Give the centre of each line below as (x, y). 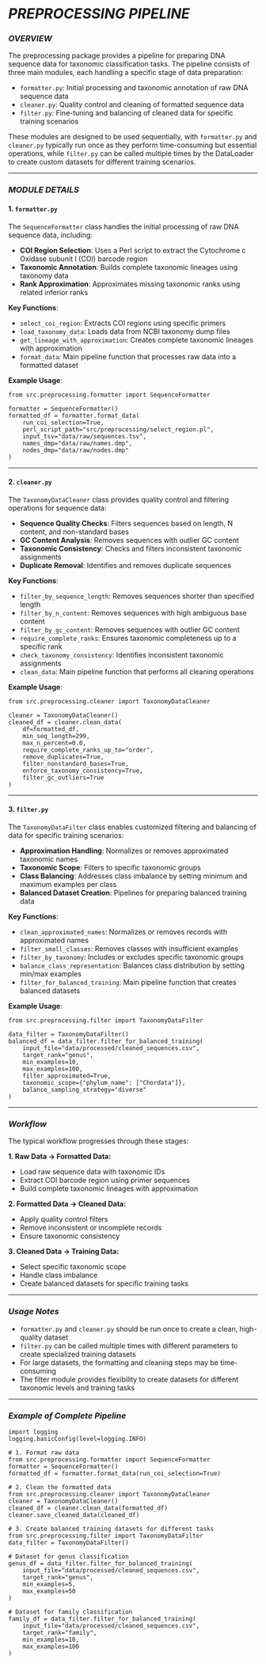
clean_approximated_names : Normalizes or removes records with (123, 932)
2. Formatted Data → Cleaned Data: (67, 1204)
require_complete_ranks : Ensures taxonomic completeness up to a (128, 638)
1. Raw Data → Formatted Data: (60, 1157)
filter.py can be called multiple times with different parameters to (129, 1345)
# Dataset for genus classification (68, 1556)
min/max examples (50, 974)
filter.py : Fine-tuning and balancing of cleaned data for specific (126, 113)
